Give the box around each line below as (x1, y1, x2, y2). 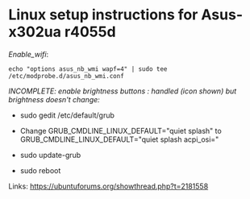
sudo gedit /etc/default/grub (19, 110, 115, 120)
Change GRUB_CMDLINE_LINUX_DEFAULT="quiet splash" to (19, 126, 222, 135)
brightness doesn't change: (8, 94, 101, 104)
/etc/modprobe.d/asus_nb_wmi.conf (8, 72, 125, 80)
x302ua (8, 23, 62, 41)
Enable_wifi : (8, 49, 49, 59)
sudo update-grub (19, 150, 81, 160)
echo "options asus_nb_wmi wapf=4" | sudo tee (8, 64, 168, 73)
